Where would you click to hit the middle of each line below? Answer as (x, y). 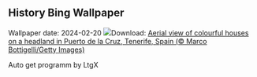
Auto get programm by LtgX (53, 64)
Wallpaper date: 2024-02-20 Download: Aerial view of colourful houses (128, 33)
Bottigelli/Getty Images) (47, 49)
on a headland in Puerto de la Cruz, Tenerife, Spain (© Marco (108, 41)
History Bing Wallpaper (66, 13)
